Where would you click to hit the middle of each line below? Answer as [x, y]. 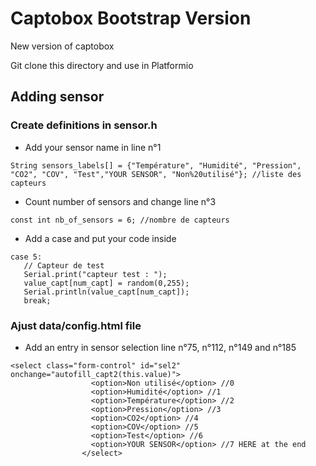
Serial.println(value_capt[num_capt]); [106, 292]
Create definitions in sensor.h [84, 125]
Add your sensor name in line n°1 [93, 147]
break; [37, 300]
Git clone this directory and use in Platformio [102, 65]
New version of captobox [62, 46]
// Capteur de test [64, 265]
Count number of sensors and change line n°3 [120, 201]
